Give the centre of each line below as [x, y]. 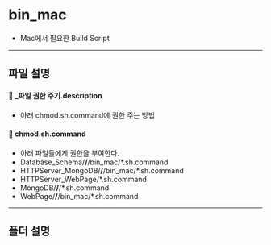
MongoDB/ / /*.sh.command [65, 188]
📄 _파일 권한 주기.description [55, 95]
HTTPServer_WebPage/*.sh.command [83, 179]
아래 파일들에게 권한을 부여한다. [69, 153]
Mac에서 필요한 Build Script [65, 38]
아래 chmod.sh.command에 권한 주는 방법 [88, 115]
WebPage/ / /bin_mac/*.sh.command [79, 196]
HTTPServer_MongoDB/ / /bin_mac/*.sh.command [102, 170]
